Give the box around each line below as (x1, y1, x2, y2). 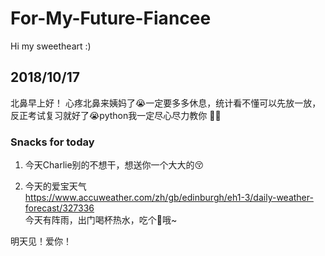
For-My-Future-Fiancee (10, 7, 212, 30)
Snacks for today (10, 135, 95, 149)
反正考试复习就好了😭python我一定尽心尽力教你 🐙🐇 (10, 109, 222, 121)
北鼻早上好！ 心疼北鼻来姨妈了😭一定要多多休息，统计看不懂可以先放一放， (10, 97, 322, 109)
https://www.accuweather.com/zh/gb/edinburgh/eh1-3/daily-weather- (24, 192, 314, 204)
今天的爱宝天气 (24, 180, 87, 192)
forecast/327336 (24, 202, 95, 214)
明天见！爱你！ (10, 235, 72, 247)
